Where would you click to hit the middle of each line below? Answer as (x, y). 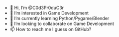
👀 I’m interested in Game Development (49, 13)
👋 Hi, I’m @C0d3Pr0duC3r (37, 8)
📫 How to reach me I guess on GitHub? (51, 29)
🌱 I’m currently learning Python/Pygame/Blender (59, 18)
